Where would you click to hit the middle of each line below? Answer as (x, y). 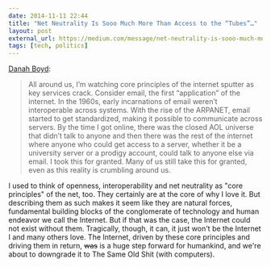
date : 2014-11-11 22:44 (48, 16)
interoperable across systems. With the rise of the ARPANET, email (139, 111)
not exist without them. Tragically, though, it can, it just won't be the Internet (135, 229)
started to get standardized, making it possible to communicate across (145, 119)
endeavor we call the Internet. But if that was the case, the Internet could (129, 220)
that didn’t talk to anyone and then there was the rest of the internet (140, 136)
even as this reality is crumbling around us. (99, 170)
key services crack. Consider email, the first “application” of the (134, 93)
